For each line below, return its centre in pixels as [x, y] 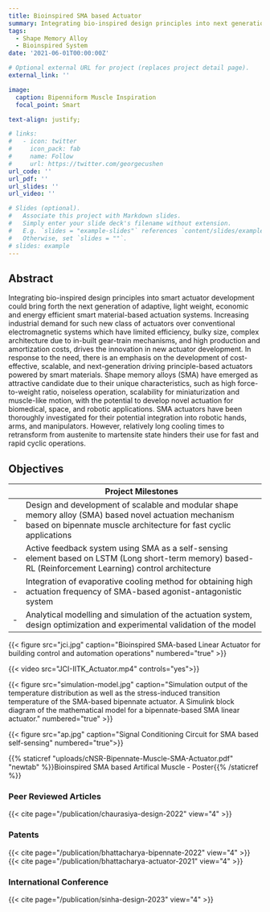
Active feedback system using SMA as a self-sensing [127, 548]
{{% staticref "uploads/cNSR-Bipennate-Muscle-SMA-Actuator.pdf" [121, 759]
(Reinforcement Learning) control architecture [124, 568]
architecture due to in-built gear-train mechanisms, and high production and [135, 341]
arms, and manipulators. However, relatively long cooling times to [117, 426]
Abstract [31, 278]
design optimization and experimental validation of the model [141, 625]
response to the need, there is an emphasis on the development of [119, 358]
